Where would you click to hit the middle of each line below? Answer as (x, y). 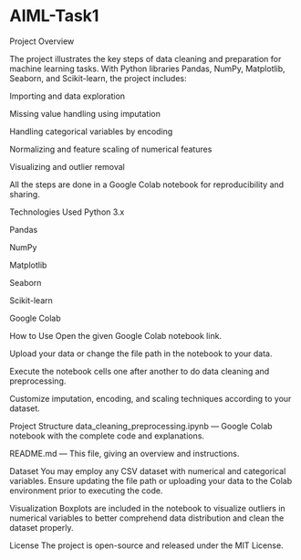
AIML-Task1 (54, 16)
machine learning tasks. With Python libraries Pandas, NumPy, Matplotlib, (147, 69)
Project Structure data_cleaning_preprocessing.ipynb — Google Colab (141, 426)
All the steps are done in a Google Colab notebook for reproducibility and (147, 185)
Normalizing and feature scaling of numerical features (111, 149)
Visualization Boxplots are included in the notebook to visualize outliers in (147, 508)
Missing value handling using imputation (85, 113)
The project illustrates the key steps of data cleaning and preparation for (145, 58)
